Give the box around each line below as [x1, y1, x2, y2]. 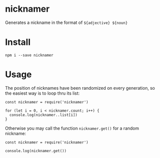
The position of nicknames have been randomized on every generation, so [5, 85, 155, 91]
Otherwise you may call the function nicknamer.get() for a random [5, 125, 139, 131]
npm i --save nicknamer [5, 53, 54, 58]
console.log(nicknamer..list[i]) [9, 112, 78, 118]
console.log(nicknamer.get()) [5, 148, 67, 153]
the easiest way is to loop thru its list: [5, 90, 80, 96]
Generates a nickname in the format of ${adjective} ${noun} [5, 20, 128, 25]
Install [5, 37, 31, 48]
